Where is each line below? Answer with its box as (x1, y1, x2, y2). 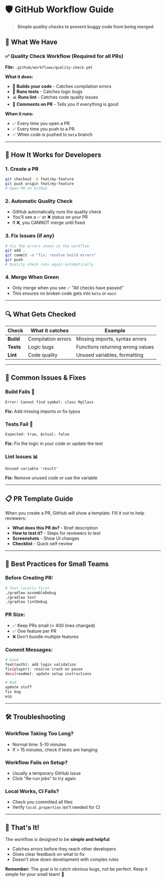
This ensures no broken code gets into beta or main (12, 290, 117, 297)
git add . (5, 248, 26, 253)
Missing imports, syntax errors (76, 336, 147, 343)
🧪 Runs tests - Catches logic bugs (12, 88, 83, 94)
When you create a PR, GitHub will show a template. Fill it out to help (5, 510, 145, 516)
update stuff (5, 685, 32, 690)
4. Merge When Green (5, 273, 59, 280)
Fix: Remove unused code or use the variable (5, 475, 98, 481)
